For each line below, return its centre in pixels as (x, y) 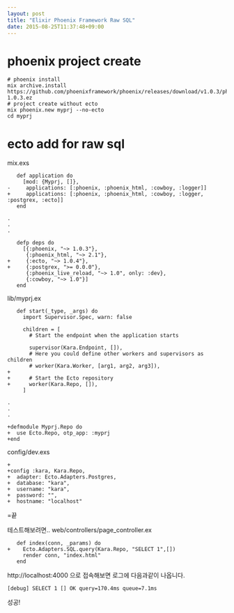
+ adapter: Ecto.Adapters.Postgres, (62, 477)
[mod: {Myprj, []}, (51, 182)
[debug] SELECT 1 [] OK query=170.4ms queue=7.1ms (82, 589)
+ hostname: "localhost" (45, 502)
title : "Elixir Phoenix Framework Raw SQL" (71, 20)
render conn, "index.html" (62, 556)
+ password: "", (32, 495)
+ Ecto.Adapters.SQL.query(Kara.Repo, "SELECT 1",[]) (92, 550)
